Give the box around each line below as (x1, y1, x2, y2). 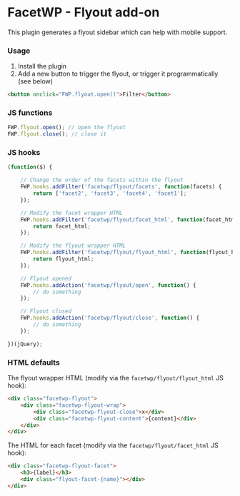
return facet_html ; (33, 223, 91, 230)
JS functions (7, 108, 53, 118)
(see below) (17, 77, 54, 86)
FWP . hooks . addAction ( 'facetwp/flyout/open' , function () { (20, 281, 196, 289)
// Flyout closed (20, 308, 72, 315)
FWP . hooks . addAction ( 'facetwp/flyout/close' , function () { (20, 315, 200, 322)
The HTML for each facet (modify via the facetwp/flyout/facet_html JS (7, 441, 219, 450)
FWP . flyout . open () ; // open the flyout (7, 124, 126, 131)
